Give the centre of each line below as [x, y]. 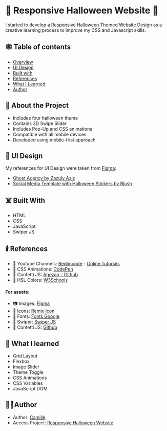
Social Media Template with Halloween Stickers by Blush [72, 184]
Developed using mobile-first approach [54, 140]
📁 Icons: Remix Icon [34, 311]
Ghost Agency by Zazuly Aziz [44, 178]
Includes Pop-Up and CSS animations [53, 129]
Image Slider [26, 367]
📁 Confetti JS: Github [35, 327]
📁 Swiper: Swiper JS [34, 322]
